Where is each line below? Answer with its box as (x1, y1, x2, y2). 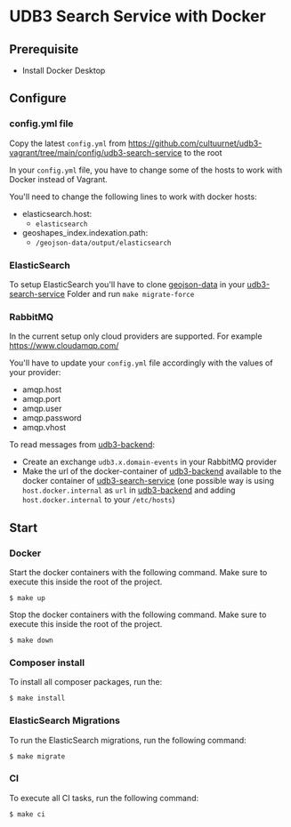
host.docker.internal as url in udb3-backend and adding (21, 485, 236, 495)
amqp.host (21, 384, 62, 395)
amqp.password (21, 413, 82, 423)
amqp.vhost (21, 422, 67, 433)
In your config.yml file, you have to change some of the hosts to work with (9, 165, 283, 175)
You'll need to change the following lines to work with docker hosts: (9, 191, 257, 202)
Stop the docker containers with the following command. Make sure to (9, 609, 267, 620)
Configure (9, 91, 67, 106)
